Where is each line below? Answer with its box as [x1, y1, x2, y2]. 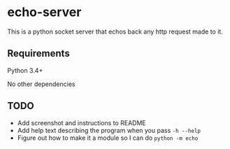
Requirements [7, 48, 70, 59]
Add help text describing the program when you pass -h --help [17, 126, 201, 134]
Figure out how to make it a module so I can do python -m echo [17, 134, 199, 142]
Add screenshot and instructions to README [17, 118, 146, 127]
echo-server [7, 4, 82, 20]
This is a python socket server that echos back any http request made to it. [7, 27, 224, 36]
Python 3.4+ [7, 66, 43, 74]
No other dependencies [7, 80, 76, 88]
